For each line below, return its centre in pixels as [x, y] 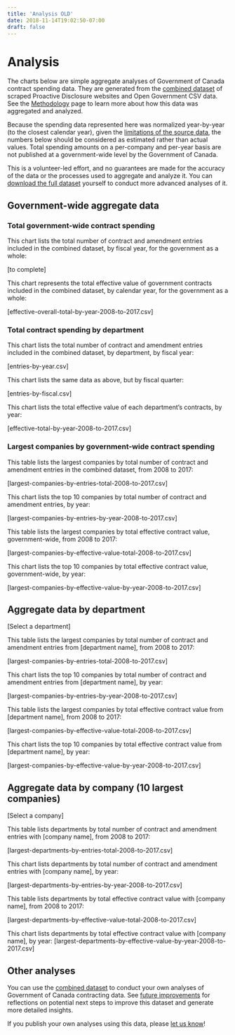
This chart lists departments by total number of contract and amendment [112, 864]
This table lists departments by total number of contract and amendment [112, 829]
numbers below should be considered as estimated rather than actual [108, 140]
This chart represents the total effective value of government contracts [110, 283]
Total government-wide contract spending [81, 225]
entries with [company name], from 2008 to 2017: [79, 837]
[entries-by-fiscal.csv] [40, 394]
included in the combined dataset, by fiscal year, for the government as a [113, 248]
